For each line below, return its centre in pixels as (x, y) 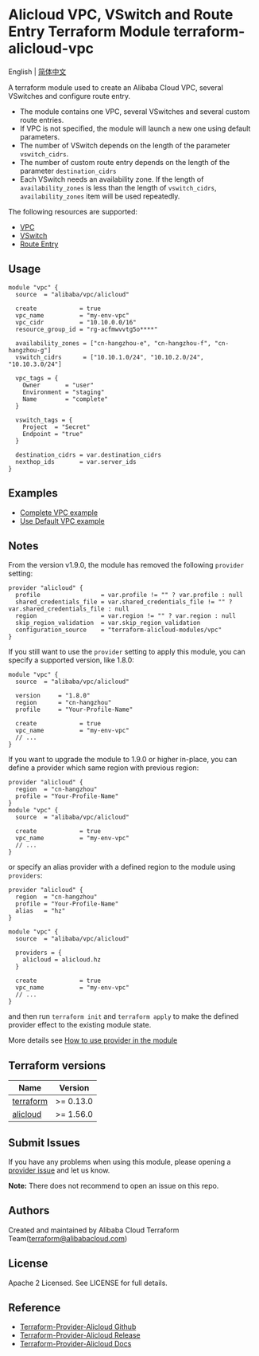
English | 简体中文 (37, 71)
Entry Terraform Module (89, 31)
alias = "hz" (41, 911)
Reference (35, 1308)
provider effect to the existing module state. (80, 1025)
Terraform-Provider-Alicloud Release (80, 1335)
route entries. (42, 120)
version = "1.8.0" (53, 696)
